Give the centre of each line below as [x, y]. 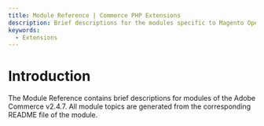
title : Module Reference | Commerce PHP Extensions [94, 15]
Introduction [49, 76]
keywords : [24, 30]
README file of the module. [53, 115]
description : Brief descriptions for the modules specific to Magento [126, 23]
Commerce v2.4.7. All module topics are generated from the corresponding [130, 106]
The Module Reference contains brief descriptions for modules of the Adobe [132, 98]
